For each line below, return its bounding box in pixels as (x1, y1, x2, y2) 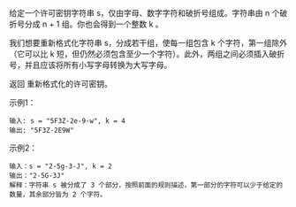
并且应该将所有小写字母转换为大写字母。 (24, 60, 172, 70)
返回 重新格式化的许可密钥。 (9, 79, 112, 88)
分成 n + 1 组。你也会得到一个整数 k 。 (24, 19, 163, 29)
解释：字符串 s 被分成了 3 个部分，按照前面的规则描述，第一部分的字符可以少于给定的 (9, 180, 283, 189)
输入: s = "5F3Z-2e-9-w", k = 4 (9, 117, 125, 126)
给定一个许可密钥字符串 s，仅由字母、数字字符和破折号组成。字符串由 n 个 (9, 8, 280, 18)
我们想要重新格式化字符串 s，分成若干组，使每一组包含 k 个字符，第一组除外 (9, 38, 287, 48)
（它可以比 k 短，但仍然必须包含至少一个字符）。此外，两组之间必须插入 (9, 49, 269, 59)
